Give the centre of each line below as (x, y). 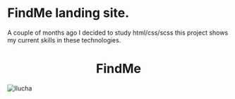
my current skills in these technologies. (64, 40)
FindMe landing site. (68, 13)
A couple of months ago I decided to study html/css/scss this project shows (118, 33)
